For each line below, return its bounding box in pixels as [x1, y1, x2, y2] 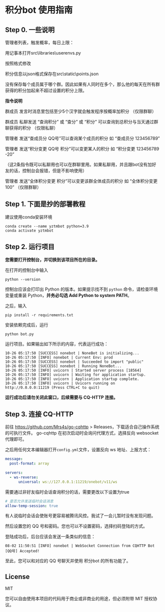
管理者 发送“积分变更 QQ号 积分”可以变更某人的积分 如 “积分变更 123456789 [5, 146, 160, 151]
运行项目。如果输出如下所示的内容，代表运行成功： [5, 341, 109, 347]
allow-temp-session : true [5, 503, 58, 508]
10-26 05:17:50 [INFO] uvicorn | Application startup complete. [5, 377, 139, 381]
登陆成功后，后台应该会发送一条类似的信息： [5, 534, 96, 540]
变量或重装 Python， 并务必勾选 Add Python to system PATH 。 [5, 292, 132, 298]
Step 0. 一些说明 [5, 26, 55, 34]
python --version [5, 277, 41, 282]
